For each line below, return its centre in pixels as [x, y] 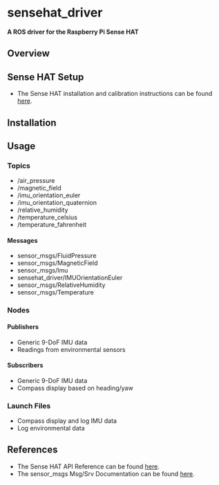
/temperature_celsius [47, 217]
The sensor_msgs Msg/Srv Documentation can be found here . [106, 473]
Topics [19, 166]
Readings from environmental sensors [71, 349]
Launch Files [29, 406]
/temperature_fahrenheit [52, 225]
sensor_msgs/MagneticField [57, 263]
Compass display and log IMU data [67, 421]
